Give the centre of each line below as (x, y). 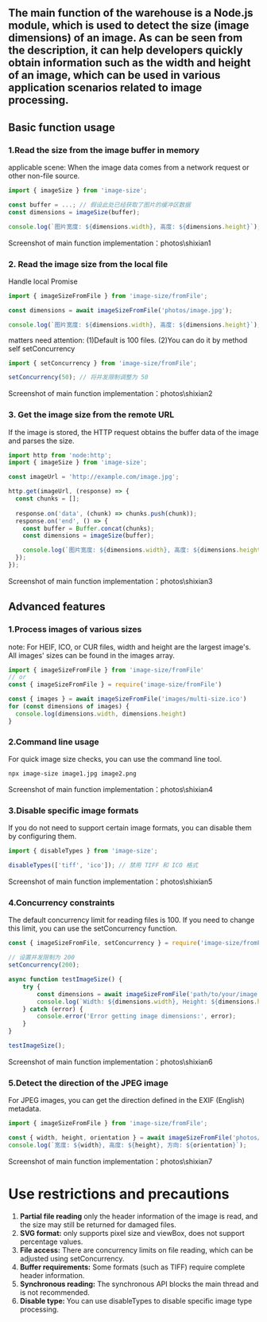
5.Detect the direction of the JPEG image (89, 1083)
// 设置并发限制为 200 (42, 958)
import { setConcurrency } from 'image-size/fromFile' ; (103, 363)
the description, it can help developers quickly (126, 51)
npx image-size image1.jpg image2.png (72, 774)
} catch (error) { (53, 1009)
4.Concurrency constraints (62, 902)
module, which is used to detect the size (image (129, 26)
